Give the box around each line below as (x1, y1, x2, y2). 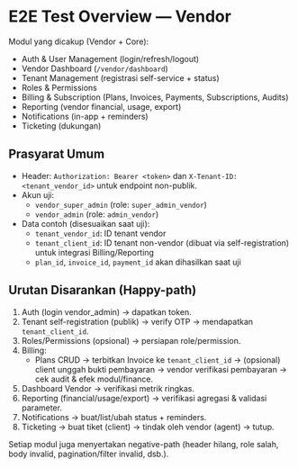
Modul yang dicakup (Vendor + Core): (8, 36, 149, 47)
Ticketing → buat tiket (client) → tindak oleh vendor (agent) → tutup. (21, 421, 275, 432)
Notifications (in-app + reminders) (21, 111, 149, 121)
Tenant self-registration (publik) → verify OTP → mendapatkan (21, 316, 254, 327)
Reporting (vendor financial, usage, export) (21, 101, 182, 112)
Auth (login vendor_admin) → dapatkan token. (21, 306, 192, 317)
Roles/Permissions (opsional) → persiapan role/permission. (21, 335, 241, 346)
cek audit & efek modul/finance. (34, 373, 154, 384)
